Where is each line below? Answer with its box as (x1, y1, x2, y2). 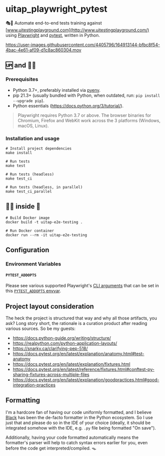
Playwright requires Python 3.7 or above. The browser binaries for (17, 112, 151, 118)
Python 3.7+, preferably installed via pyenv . (12, 87, 101, 93)
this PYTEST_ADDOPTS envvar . (5, 288, 61, 294)
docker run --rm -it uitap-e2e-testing (5, 232, 87, 238)
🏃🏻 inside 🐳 (5, 202, 41, 211)
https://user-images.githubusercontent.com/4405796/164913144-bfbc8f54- (5, 42, 160, 48)
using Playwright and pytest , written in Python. (5, 32, 100, 38)
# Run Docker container (5, 228, 55, 233)
